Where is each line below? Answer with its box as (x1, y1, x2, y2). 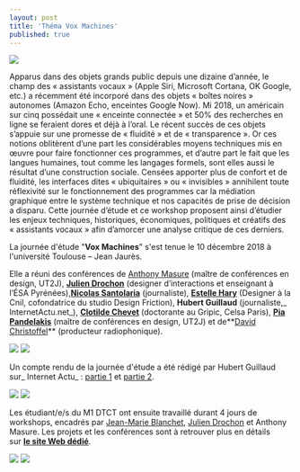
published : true (9, 30, 70, 39)
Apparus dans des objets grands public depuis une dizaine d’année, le (9, 71, 269, 82)
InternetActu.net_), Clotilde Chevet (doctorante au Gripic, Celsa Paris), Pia (9, 307, 286, 317)
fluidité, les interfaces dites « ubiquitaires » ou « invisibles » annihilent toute (9, 176, 289, 187)
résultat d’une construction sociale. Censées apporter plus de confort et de (9, 167, 288, 178)
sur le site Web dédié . (9, 436, 92, 447)
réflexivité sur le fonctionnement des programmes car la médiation (9, 186, 256, 197)
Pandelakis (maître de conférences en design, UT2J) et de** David (9, 316, 256, 327)
